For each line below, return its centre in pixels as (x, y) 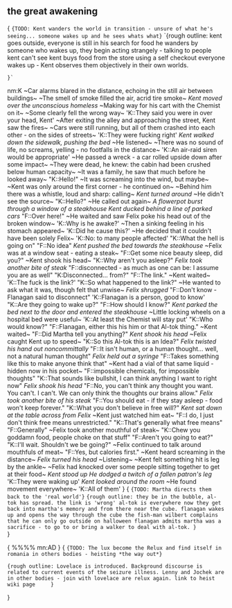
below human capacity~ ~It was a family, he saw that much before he (106, 171)
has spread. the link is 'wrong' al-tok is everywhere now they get (121, 503)
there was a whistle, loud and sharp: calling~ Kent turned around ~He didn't (115, 194)
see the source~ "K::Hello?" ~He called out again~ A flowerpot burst (105, 201)
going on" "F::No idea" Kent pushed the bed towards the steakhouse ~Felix (115, 245)
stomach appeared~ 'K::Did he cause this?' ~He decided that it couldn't (109, 230)
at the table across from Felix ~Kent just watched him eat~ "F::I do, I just (110, 415)
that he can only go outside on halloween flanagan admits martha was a (114, 521)
